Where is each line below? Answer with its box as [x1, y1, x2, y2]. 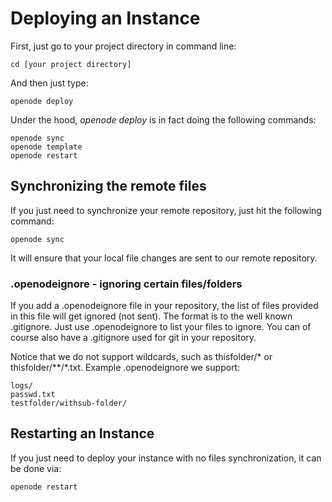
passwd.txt [10, 390, 56, 400]
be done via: [10, 462, 62, 474]
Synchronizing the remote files [10, 178, 207, 195]
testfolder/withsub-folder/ [10, 398, 128, 409]
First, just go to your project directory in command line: [10, 40, 237, 52]
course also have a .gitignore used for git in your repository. [10, 332, 257, 344]
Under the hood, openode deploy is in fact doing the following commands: [10, 113, 317, 126]
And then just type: [10, 77, 89, 89]
